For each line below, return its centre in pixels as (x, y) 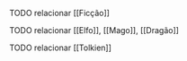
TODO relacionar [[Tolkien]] (61, 48)
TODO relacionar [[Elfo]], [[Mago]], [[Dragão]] (94, 30)
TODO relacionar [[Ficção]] (60, 13)
